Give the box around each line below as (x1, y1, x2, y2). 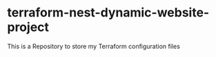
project (7, 19, 50, 35)
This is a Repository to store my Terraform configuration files (7, 42, 181, 50)
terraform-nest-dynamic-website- (7, 5, 210, 21)
